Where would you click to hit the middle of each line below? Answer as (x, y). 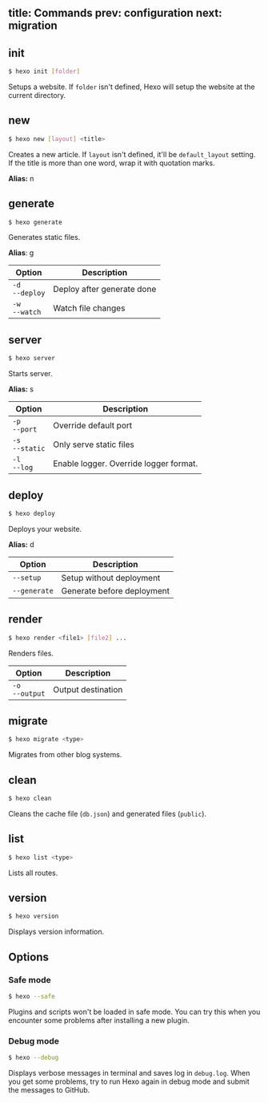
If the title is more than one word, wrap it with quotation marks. (112, 163)
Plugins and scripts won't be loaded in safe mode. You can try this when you (134, 1012)
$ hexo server (32, 359)
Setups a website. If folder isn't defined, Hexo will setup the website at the (132, 87)
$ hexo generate (35, 222)
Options (29, 957)
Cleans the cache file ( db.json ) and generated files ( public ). (107, 813)
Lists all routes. (33, 873)
